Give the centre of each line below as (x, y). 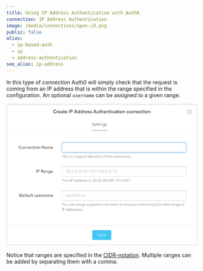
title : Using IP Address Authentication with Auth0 (73, 13)
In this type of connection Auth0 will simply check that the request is (92, 82)
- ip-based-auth (32, 45)
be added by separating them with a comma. (62, 261)
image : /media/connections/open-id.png (57, 26)
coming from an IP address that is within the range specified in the (89, 89)
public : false (24, 32)
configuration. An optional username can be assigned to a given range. (93, 95)
